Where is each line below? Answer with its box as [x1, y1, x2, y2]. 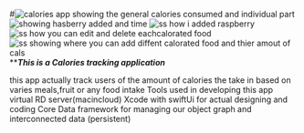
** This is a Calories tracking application [9, 57, 166, 67]
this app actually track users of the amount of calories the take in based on [9, 75, 291, 86]
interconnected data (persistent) [9, 114, 131, 124]
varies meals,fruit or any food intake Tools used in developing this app [9, 85, 274, 95]
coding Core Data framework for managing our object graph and [9, 104, 253, 114]
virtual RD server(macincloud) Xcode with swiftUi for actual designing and [9, 94, 288, 105]
